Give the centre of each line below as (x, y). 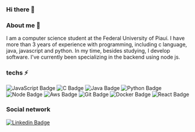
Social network (28, 110)
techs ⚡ (17, 73)
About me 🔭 (23, 25)
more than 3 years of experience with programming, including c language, (97, 44)
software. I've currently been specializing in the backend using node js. (93, 57)
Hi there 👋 (21, 9)
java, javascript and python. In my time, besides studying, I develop (88, 51)
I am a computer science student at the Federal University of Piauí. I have (95, 38)
